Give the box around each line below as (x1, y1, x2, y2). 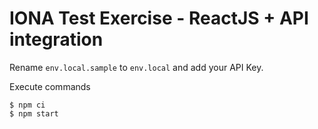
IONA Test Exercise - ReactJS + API (9, 7, 309, 30)
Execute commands (9, 80, 91, 92)
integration (9, 28, 104, 51)
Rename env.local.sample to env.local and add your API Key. (9, 61, 264, 73)
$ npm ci (9, 100, 46, 110)
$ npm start (9, 108, 59, 119)
